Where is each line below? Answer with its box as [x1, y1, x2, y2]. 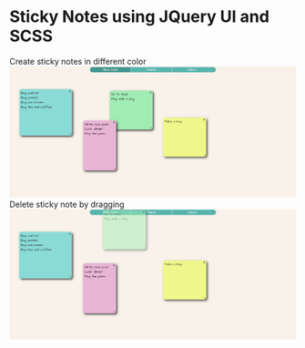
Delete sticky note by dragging [9, 199, 125, 210]
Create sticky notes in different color [9, 56, 147, 67]
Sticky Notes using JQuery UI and [9, 6, 270, 27]
